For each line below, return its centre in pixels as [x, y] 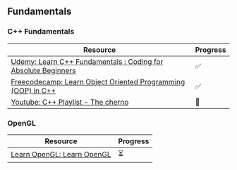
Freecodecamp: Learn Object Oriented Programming [98, 81]
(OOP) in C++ [34, 91]
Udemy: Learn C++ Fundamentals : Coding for [87, 61]
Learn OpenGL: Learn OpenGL [61, 155]
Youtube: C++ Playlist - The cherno [70, 102]
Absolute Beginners [43, 70]
